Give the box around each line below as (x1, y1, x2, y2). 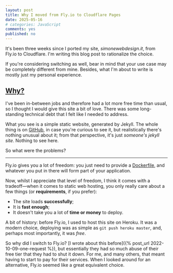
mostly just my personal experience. (5, 72, 82, 77)
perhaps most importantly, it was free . (5, 230, 86, 236)
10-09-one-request (5, 245, 46, 251)
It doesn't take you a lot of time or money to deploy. (12, 209, 124, 216)
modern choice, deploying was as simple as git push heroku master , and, (5, 224, 162, 231)
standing (5, 111, 24, 117)
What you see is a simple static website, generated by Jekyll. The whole (5, 121, 159, 127)
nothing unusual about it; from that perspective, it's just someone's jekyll (5, 132, 160, 138)
